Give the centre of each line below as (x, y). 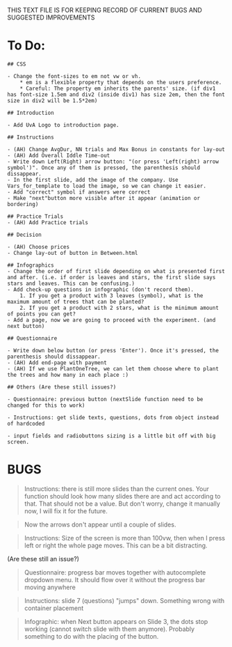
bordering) (23, 204)
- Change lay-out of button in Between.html (73, 253)
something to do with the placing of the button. (91, 636)
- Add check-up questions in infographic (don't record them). (101, 289)
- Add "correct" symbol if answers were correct (79, 192)
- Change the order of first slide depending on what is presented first (116, 271)
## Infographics (31, 265)
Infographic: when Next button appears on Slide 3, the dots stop (116, 621)
